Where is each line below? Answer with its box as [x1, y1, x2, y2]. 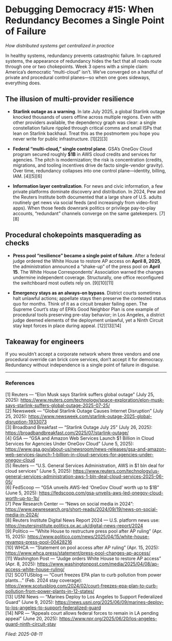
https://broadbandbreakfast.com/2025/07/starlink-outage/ [5, 430, 129, 436]
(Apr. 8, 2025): [5, 561, 36, 567]
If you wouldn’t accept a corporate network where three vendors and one [5, 351, 160, 357]
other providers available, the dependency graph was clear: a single [12, 119, 156, 126]
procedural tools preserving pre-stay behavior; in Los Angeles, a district [12, 311, 165, 317]
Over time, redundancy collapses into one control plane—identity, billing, [12, 167, 166, 173]
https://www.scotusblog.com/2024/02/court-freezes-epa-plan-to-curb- [5, 582, 158, 589]
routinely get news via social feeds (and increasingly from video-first [12, 199, 158, 205]
